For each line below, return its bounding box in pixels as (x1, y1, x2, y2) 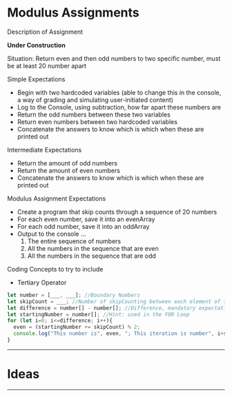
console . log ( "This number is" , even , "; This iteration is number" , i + (13, 330, 224, 337)
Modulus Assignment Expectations (7, 194, 106, 203)
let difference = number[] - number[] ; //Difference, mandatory (7, 305, 196, 312)
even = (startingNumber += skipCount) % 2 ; (13, 324, 140, 331)
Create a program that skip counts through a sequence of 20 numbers (17, 207, 217, 216)
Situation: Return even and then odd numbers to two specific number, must (7, 54, 221, 63)
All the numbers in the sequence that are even (27, 244, 159, 252)
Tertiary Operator (17, 278, 67, 287)
